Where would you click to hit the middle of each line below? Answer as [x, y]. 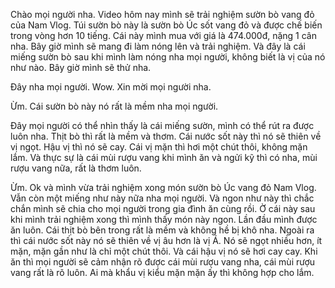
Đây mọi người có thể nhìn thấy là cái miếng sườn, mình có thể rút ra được [162, 125]
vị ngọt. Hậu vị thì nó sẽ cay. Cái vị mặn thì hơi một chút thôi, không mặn [159, 147]
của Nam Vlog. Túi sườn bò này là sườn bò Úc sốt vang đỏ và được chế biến [166, 25]
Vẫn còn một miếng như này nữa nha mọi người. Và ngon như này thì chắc [162, 198]
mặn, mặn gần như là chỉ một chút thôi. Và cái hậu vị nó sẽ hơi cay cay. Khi [164, 251]
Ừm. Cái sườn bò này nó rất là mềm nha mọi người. [114, 106]
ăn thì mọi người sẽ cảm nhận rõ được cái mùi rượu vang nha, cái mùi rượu [163, 262]
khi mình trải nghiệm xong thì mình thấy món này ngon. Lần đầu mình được [164, 219]
